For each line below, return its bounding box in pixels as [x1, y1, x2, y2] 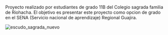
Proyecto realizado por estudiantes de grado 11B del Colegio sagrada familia [5, 4, 163, 10]
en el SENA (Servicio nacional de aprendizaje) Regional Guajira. [5, 15, 137, 20]
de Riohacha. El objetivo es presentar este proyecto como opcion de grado [5, 9, 161, 15]
